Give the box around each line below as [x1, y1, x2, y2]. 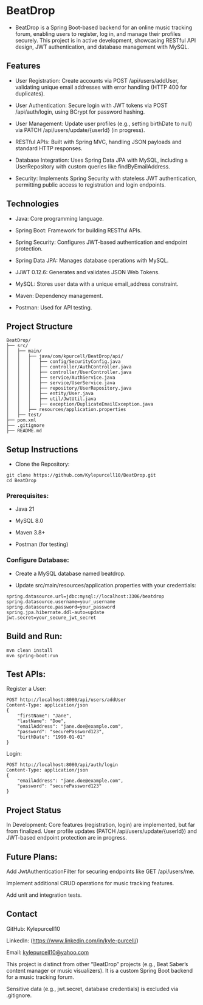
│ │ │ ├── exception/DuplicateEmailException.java [6, 401, 154, 407]
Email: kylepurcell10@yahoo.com [6, 948, 89, 956]
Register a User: [6, 685, 47, 692]
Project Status [6, 805, 62, 815]
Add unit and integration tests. [6, 891, 82, 899]
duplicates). [15, 89, 46, 97]
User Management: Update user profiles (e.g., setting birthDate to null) [15, 120, 193, 127]
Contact [6, 909, 38, 919]
